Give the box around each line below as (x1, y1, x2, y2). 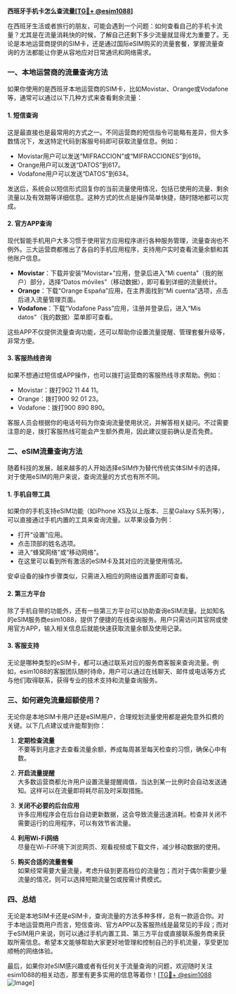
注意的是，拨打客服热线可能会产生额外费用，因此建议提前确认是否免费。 (7, 427, 216, 435)
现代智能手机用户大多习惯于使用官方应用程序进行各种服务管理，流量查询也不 (7, 236, 229, 245)
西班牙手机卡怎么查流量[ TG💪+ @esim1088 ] (7, 7, 133, 15)
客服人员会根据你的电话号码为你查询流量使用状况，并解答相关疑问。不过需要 (7, 418, 229, 426)
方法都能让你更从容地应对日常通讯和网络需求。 (19, 49, 155, 56)
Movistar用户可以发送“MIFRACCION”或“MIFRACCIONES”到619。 (17, 151, 205, 160)
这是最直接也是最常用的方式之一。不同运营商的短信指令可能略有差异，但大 (7, 128, 223, 136)
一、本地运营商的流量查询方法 (7, 67, 109, 77)
